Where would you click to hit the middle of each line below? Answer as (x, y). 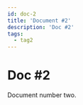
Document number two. (42, 95)
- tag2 (23, 40)
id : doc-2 (22, 14)
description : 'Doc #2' (41, 27)
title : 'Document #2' (39, 21)
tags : (15, 34)
